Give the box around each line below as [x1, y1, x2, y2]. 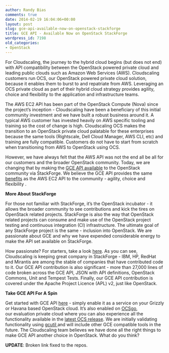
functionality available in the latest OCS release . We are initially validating [5, 316, 157, 322]
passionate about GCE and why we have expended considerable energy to [5, 232, 160, 239]
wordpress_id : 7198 [5, 36, 46, 41]
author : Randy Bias [5, 7, 46, 13]
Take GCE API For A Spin [5, 290, 58, 296]
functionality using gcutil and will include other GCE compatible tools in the [5, 321, 161, 327]
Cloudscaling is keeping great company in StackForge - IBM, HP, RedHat [5, 253, 156, 259]
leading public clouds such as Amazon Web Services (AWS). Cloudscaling [5, 69, 160, 76]
